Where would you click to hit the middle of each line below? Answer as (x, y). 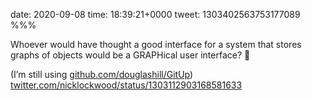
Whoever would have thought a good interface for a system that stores (156, 44)
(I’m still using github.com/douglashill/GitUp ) (102, 74)
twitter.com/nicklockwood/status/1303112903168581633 (126, 85)
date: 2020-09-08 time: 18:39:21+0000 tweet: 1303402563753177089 (155, 14)
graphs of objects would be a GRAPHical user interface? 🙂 (130, 55)
